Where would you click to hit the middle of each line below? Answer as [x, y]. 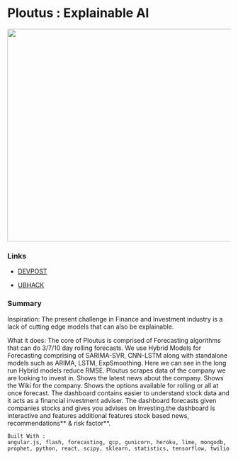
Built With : [27, 436]
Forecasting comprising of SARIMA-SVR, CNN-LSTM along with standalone [118, 355]
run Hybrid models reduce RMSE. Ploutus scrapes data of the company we [117, 370]
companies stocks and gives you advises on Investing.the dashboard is [111, 408]
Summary [25, 304]
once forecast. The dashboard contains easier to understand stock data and [119, 393]
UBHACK [31, 285]
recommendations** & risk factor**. [59, 423]
